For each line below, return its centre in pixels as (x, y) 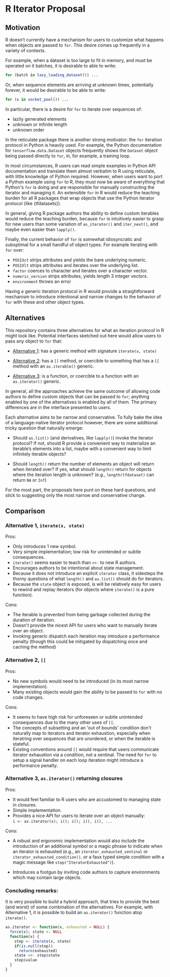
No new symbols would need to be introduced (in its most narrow (81, 681)
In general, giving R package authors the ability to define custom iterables (82, 213)
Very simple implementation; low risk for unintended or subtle (77, 552)
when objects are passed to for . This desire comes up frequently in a (78, 45)
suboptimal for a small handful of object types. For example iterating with (81, 245)
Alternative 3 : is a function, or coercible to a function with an (76, 376)
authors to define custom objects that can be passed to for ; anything (77, 396)
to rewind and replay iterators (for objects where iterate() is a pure (83, 590)
